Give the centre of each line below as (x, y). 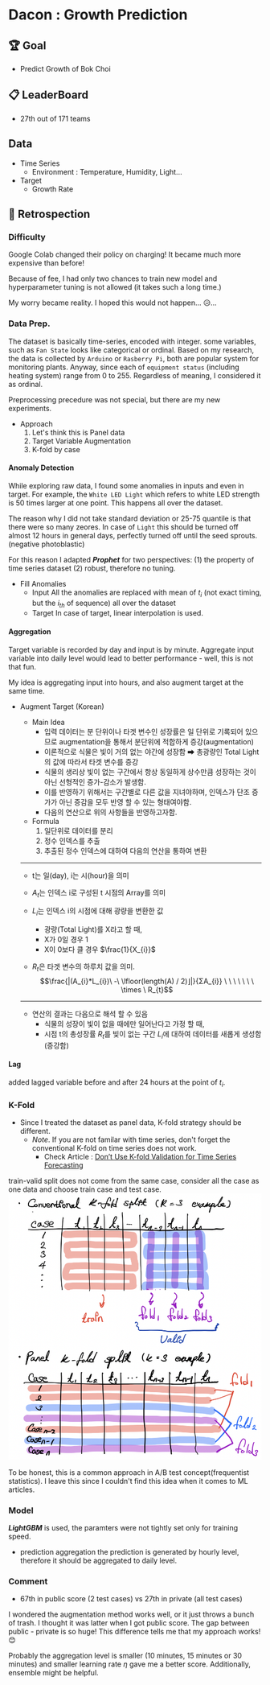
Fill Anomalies (43, 583)
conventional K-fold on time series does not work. (114, 1148)
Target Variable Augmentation (81, 441)
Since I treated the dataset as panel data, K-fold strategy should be (131, 1123)
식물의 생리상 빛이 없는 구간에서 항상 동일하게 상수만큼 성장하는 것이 (150, 772)
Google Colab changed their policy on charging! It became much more (125, 254)
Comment (28, 1581)
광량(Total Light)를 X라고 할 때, (93, 929)
